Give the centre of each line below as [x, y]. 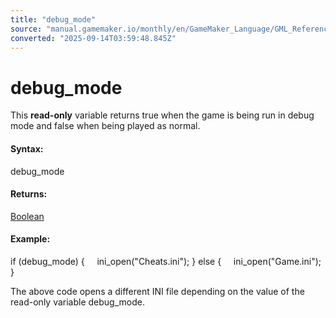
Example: [30, 239]
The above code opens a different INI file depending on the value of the [157, 291]
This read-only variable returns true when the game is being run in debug [162, 115]
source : [26, 29]
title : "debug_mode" [53, 19]
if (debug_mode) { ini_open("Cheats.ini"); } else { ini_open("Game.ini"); [166, 261]
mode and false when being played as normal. [105, 126]
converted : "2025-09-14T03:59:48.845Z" [93, 38]
